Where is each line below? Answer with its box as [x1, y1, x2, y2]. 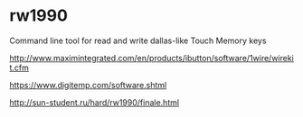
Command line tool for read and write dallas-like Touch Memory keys [9, 35, 267, 46]
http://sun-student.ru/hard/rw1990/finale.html [9, 96, 179, 108]
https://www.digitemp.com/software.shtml [9, 79, 167, 90]
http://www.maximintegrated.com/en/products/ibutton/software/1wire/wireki [9, 52, 294, 63]
